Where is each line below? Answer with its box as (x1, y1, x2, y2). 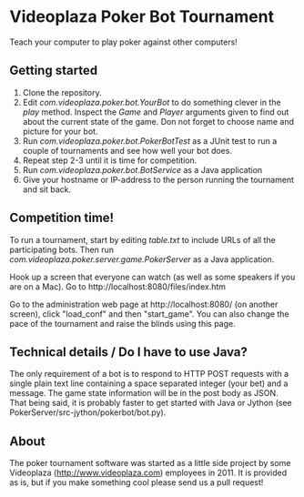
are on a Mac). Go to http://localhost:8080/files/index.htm (9, 280, 226, 292)
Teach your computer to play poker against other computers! (9, 36, 238, 47)
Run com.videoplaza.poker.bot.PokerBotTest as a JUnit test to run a (22, 135, 278, 147)
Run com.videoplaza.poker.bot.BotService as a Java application (22, 164, 263, 175)
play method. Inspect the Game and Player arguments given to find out (22, 106, 289, 117)
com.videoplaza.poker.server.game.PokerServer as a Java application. (9, 253, 275, 265)
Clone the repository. (22, 86, 102, 97)
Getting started (9, 63, 98, 78)
